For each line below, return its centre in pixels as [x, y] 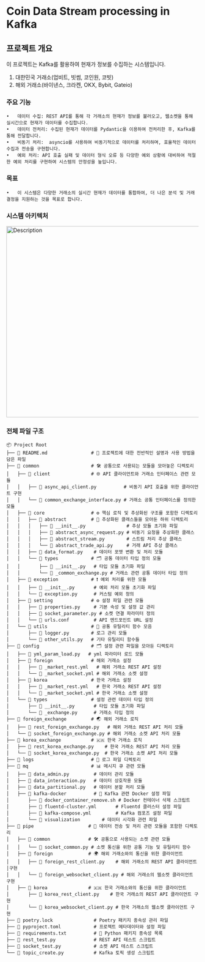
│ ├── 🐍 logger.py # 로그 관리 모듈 [67, 633]
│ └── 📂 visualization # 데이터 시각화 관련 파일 [82, 820]
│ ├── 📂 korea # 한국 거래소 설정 [69, 680]
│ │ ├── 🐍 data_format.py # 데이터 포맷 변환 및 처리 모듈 [85, 552]
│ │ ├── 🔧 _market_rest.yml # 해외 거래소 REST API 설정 [84, 667]
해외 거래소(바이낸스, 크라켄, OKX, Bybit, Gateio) [74, 85]
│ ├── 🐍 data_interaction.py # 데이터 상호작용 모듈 [74, 781]
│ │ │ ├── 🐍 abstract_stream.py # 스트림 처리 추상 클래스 [94, 539]
